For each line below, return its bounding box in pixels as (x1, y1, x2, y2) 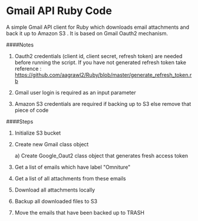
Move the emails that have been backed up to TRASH (14, 209, 144, 216)
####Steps (6, 118, 34, 125)
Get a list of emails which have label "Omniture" (14, 163, 131, 170)
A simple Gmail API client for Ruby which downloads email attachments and (6, 24, 190, 31)
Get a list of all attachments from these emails (14, 175, 126, 182)
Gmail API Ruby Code (6, 4, 112, 18)
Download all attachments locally (14, 186, 95, 193)
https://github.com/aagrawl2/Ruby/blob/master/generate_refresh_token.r (14, 71, 192, 78)
